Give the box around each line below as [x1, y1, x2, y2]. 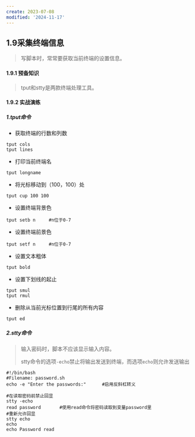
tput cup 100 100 [6, 193, 49, 199]
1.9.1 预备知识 [6, 69, 39, 76]
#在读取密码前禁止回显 [6, 393, 54, 399]
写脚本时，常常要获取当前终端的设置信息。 [20, 55, 125, 62]
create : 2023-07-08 [6, 8, 55, 15]
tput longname [6, 170, 42, 176]
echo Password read [6, 427, 55, 433]
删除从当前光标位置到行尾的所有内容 [14, 304, 104, 311]
